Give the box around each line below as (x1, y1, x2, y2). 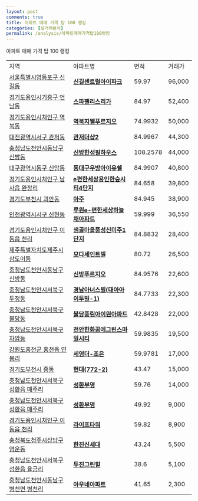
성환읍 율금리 (9, 465, 44, 473)
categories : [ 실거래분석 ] (6, 25, 64, 31)
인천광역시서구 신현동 (9, 211, 65, 219)
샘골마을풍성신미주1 (72, 226, 126, 234)
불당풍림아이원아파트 (72, 310, 128, 319)
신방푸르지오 (72, 270, 106, 279)
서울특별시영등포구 (9, 73, 58, 81)
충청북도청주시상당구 (9, 436, 64, 444)
